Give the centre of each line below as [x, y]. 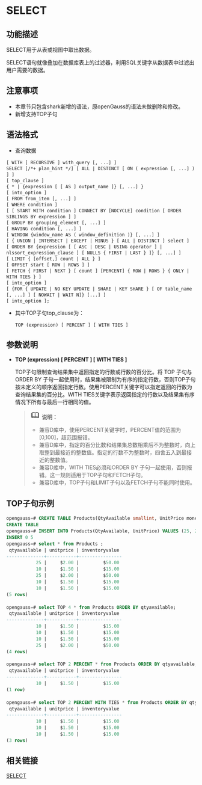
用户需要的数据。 [27, 70]
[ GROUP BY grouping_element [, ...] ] [56, 223]
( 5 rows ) [17, 594]
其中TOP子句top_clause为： [49, 313]
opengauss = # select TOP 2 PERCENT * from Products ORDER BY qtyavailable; [102, 664]
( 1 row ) [16, 689]
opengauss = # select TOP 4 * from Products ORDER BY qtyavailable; [91, 607]
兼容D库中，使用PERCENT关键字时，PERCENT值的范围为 [110, 430]
